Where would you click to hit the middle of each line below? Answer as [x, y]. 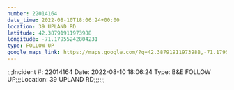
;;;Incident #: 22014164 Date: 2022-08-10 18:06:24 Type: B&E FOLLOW [109, 72]
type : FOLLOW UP [31, 46]
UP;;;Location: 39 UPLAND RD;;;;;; [56, 79]
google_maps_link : [34, 53]
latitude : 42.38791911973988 [49, 33]
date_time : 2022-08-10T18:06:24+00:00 [63, 20]
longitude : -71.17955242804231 [53, 39]
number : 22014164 [32, 13]
